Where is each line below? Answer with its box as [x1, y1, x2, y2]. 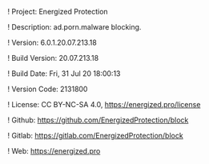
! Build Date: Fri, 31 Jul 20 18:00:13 [7, 69, 121, 78]
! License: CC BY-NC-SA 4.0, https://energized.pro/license [7, 100, 201, 109]
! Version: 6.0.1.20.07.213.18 [7, 38, 97, 47]
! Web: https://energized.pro [7, 146, 101, 155]
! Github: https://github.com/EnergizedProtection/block [7, 115, 189, 125]
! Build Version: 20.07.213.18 [7, 54, 99, 62]
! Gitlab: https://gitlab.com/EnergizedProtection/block [7, 131, 183, 140]
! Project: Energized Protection [7, 7, 109, 16]
